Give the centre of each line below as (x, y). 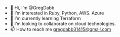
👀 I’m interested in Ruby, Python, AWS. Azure (57, 13)
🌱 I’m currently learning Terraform (45, 18)
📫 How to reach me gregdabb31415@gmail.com (61, 29)
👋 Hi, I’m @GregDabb (32, 8)
